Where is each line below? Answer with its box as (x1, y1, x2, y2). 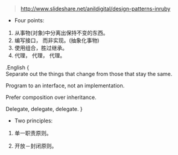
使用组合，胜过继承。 (14, 45, 68, 51)
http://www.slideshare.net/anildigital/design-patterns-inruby (20, 5, 171, 12)
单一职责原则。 (14, 130, 52, 136)
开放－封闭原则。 (14, 142, 57, 150)
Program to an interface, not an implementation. (5, 82, 125, 89)
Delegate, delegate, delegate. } (5, 106, 83, 112)
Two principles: (14, 117, 53, 124)
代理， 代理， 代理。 (14, 52, 66, 59)
